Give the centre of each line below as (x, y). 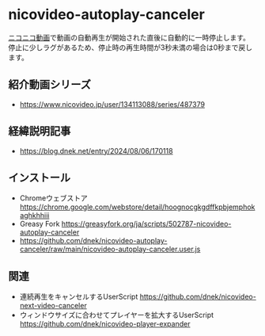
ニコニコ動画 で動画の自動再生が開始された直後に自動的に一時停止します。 (129, 37)
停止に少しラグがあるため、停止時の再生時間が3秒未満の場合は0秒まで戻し (131, 47)
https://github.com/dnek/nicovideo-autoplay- (93, 241)
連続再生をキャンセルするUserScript (79, 297)
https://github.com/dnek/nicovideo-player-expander (105, 324)
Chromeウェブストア (54, 198)
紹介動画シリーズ (49, 85)
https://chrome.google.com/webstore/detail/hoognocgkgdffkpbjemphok (137, 207)
